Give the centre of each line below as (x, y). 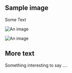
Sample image (27, 8)
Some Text (16, 19)
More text (20, 53)
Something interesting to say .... (36, 65)
